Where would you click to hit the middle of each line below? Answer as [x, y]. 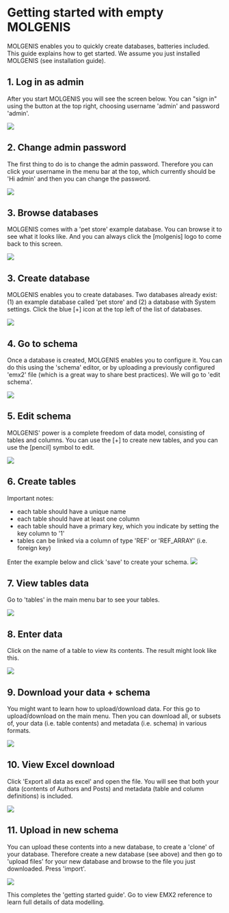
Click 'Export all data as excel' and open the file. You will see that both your [113, 781]
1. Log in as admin [45, 82]
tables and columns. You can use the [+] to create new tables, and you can [113, 440]
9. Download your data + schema [79, 692]
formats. [19, 731]
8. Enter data [35, 634]
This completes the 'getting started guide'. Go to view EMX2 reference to [110, 895]
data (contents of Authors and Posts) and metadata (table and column [105, 788]
